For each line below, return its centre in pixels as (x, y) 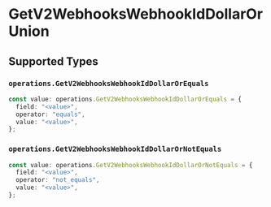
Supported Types (54, 61)
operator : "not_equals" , (58, 180)
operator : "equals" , (50, 114)
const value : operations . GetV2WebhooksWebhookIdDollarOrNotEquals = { (131, 165)
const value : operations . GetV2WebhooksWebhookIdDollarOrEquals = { (125, 99)
